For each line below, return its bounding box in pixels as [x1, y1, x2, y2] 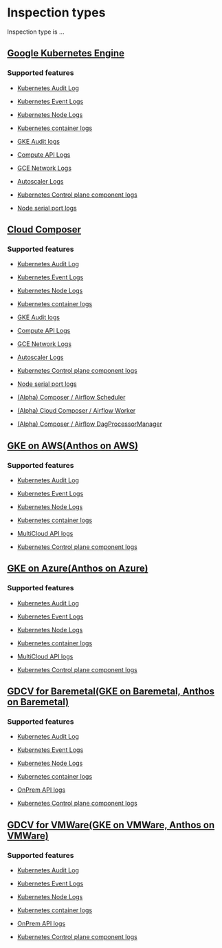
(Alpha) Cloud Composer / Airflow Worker [16, 407, 136, 415]
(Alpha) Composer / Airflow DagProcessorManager [16, 420, 163, 428]
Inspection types [7, 5, 106, 21]
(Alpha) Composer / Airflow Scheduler [16, 394, 126, 402]
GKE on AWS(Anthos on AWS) [7, 440, 139, 451]
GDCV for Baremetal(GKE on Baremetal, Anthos [7, 686, 215, 698]
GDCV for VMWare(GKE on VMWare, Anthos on [7, 819, 215, 830]
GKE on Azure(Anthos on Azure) [7, 563, 148, 574]
